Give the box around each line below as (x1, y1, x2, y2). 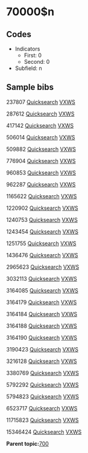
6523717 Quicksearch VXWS (6, 404, 78, 412)
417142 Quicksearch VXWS (6, 122, 74, 129)
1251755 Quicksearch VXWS (6, 240, 77, 247)
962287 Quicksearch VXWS (6, 181, 76, 188)
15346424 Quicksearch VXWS (6, 428, 82, 435)
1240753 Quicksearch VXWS (6, 216, 78, 223)
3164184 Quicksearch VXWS (6, 310, 77, 317)
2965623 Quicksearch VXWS (6, 263, 80, 271)
